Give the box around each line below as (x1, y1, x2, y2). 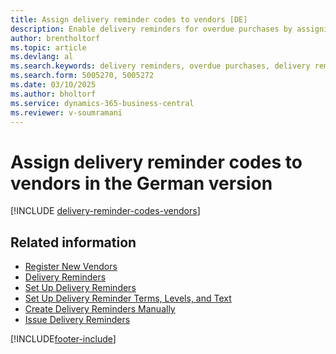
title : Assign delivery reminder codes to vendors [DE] (10, 14, 248, 25)
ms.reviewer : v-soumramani (10, 107, 123, 118)
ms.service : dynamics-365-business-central (10, 98, 195, 108)
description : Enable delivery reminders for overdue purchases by (10, 24, 293, 34)
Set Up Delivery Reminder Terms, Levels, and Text (24, 292, 232, 305)
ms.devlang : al (10, 52, 74, 62)
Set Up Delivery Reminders (24, 282, 137, 294)
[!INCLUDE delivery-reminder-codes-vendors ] (10, 205, 201, 217)
